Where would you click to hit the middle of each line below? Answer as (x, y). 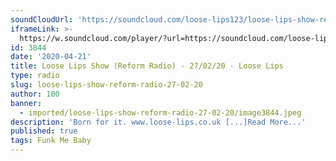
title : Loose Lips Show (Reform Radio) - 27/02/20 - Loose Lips (147, 66)
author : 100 (35, 94)
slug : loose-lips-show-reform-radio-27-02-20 (106, 85)
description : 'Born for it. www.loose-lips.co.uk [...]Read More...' (158, 122)
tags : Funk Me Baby (51, 141)
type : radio (35, 76)
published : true (44, 131)
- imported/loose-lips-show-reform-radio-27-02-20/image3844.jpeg (160, 112)
